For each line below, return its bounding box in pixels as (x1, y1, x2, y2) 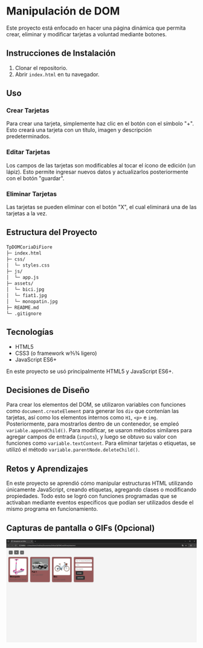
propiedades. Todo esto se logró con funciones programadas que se (6, 493, 177, 500)
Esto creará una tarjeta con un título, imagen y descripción (6, 126, 152, 134)
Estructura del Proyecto (6, 227, 98, 238)
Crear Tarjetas (6, 106, 50, 115)
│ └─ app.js (6, 274, 39, 280)
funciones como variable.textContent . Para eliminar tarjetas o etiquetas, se (6, 439, 196, 447)
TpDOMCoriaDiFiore (6, 244, 53, 250)
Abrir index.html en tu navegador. (14, 71, 100, 78)
